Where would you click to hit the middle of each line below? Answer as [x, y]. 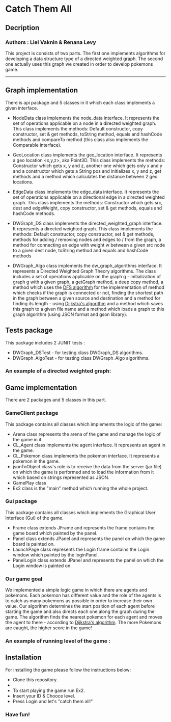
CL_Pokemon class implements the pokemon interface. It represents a [86, 456]
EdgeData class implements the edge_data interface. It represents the [86, 192]
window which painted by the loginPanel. [56, 555]
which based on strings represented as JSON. [61, 477]
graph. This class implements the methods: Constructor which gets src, [88, 202]
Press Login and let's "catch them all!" [53, 701]
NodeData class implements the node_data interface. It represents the [86, 118]
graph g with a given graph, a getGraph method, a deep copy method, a [88, 282]
